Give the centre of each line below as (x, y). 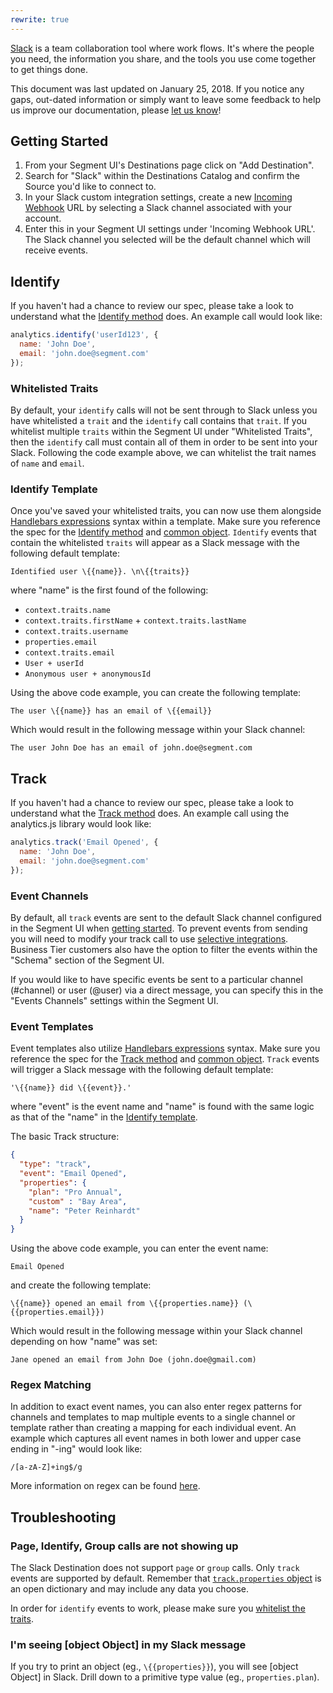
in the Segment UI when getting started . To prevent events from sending (159, 928)
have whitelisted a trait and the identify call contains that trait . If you (159, 421)
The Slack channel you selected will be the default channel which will (167, 240)
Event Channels (49, 896)
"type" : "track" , (55, 1164)
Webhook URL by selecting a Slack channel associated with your (158, 208)
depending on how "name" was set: (84, 1342)
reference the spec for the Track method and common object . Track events (165, 1059)
